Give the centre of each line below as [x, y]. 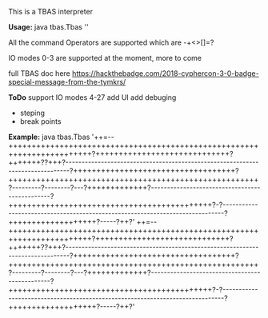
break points [40, 121]
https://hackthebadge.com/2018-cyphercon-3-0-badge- [165, 74]
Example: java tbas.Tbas [49, 137]
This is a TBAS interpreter [51, 12]
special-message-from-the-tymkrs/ [67, 82]
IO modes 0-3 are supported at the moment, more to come [105, 58]
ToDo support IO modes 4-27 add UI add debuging [92, 97]
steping [32, 113]
